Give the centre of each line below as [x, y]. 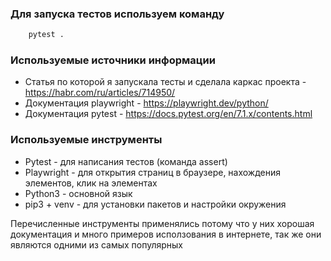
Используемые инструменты [86, 140]
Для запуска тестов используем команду [117, 14]
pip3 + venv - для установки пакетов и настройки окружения [155, 204]
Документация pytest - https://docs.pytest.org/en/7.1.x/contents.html [168, 114]
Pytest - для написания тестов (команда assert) [126, 161]
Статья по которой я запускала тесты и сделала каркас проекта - [165, 82]
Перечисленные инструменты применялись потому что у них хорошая [162, 223]
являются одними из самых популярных [97, 244]
